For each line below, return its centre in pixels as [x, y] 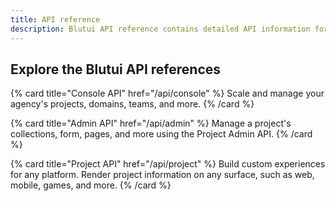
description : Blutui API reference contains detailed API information [160, 29]
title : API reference [55, 19]
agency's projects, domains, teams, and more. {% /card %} [132, 104]
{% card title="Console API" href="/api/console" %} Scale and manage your [167, 93]
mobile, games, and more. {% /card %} [91, 185]
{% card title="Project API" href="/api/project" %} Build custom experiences [168, 164]
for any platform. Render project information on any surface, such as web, [162, 175]
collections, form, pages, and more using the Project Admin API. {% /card [161, 134]
